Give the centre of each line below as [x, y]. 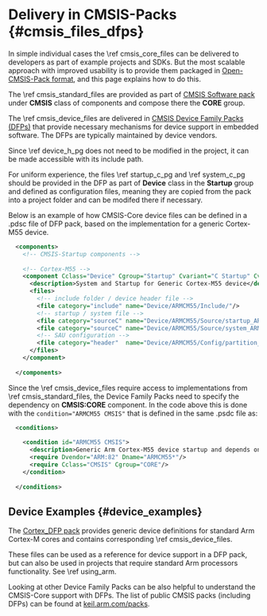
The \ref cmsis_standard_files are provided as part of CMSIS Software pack [132, 94]
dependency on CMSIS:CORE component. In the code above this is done [128, 404]
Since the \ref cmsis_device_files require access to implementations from [128, 388]
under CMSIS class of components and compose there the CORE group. [127, 103]
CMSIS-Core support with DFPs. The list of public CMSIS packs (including [130, 595]
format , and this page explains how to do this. [126, 79]
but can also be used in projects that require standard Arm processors [123, 563]
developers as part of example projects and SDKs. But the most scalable [127, 62]
